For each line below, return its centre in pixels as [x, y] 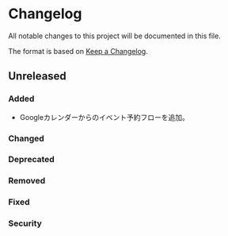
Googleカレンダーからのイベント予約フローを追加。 [104, 117]
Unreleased [38, 76]
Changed [27, 138]
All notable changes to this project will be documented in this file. [115, 36]
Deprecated [32, 160]
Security [25, 223]
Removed [27, 181]
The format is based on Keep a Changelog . [78, 51]
